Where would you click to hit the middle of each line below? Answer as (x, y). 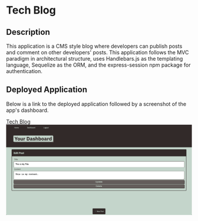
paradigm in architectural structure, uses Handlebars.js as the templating (95, 59)
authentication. (24, 71)
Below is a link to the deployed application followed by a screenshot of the (96, 104)
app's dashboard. (27, 110)
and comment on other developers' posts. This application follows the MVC (98, 52)
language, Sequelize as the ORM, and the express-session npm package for (98, 65)
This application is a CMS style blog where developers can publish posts (94, 46)
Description (28, 32)
